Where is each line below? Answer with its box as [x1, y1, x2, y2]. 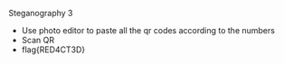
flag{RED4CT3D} [21, 44, 86, 55]
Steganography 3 [8, 8, 73, 18]
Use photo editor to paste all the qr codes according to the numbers [21, 25, 275, 35]
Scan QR [21, 35, 55, 45]
